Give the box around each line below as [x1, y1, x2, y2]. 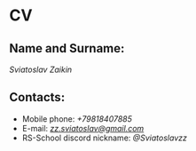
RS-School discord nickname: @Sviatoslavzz [21, 132, 188, 143]
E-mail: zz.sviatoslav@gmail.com [21, 123, 145, 133]
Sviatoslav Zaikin [9, 64, 73, 75]
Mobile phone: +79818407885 [21, 113, 133, 124]
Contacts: [9, 90, 66, 105]
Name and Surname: [9, 41, 125, 56]
